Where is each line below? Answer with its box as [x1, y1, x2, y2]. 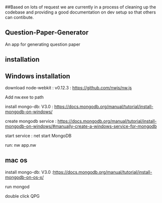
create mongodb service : [5, 118, 57, 124]
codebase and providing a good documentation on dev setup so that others [5, 9, 156, 15]
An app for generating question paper [5, 41, 81, 47]
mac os [5, 156, 28, 165]
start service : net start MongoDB [5, 133, 72, 139]
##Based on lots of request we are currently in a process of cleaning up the [5, 4, 156, 10]
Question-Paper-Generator [5, 29, 89, 37]
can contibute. [5, 15, 34, 20]
